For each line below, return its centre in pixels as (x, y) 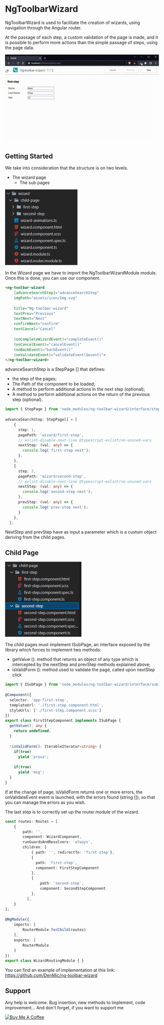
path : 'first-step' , (57, 862)
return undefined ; (32, 731)
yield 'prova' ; (33, 757)
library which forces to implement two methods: (53, 650)
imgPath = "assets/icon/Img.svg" (46, 298)
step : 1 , (27, 430)
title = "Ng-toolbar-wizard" (41, 308)
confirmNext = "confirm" (37, 324)
